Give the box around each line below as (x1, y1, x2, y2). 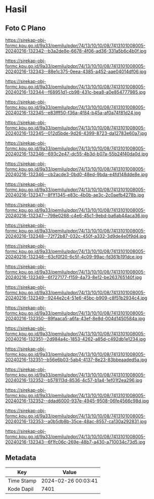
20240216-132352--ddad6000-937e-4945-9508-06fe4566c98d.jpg (5, 398, 149, 404)
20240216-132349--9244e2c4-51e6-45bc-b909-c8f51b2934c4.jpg (5, 295, 147, 301)
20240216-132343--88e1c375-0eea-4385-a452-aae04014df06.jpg (5, 68, 146, 74)
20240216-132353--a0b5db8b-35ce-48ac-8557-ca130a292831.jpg (5, 418, 147, 424)
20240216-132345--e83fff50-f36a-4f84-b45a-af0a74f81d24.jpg (5, 110, 141, 116)
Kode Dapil (8, 485, 34, 492)
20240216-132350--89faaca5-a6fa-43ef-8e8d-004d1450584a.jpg (5, 316, 145, 321)
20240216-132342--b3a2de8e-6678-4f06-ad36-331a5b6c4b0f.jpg (5, 48, 146, 54)
